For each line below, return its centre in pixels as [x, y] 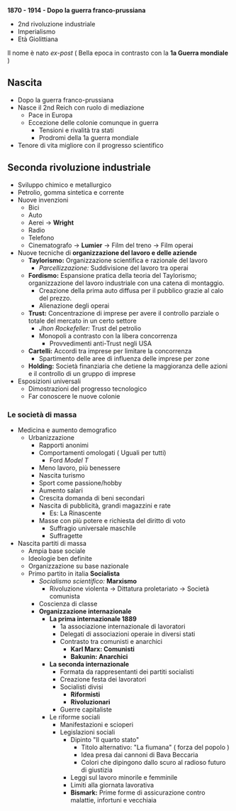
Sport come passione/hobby [80, 483]
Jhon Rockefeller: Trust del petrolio [90, 328]
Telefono [41, 237]
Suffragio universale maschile [93, 528]
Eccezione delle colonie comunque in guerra [93, 122]
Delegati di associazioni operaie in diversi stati [128, 634]
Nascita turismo [62, 475]
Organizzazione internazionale [85, 611]
